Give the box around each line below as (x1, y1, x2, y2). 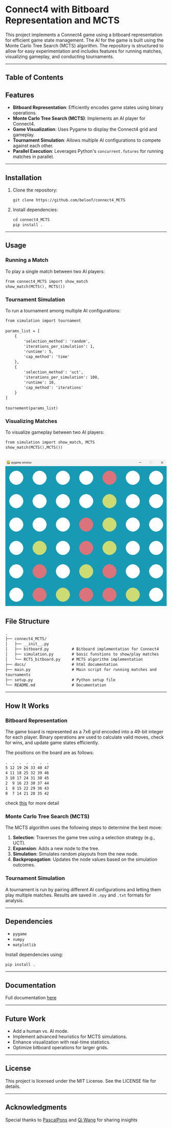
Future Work (5, 1014, 46, 1023)
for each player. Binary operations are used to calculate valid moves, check (5, 734, 164, 740)
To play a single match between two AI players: (5, 268, 105, 274)
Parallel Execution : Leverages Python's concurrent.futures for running (12, 148, 164, 154)
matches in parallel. (12, 153, 54, 160)
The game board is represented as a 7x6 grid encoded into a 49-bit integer (5, 728, 164, 734)
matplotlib (12, 943, 36, 948)
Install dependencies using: (5, 951, 63, 958)
